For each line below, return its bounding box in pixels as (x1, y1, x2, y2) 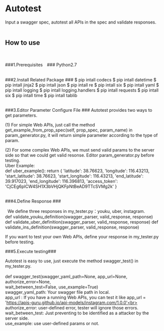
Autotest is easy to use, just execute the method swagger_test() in (5, 258, 139, 264)
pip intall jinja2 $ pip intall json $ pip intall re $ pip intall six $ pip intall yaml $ (5, 82, 159, 88)
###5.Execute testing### (5, 248, 56, 254)
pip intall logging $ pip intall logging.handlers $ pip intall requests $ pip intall (5, 87, 159, 93)
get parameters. (5, 112, 38, 118)
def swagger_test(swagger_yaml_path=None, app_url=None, (5, 273, 128, 280)
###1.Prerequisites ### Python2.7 (5, 62, 77, 68)
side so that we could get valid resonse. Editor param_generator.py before (5, 152, 154, 158)
